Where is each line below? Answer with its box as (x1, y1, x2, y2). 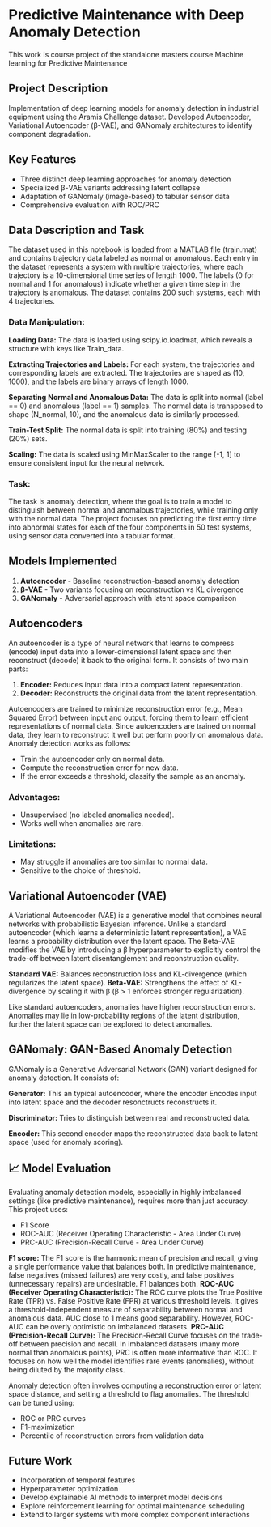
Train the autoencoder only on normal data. (19, 754, 165, 763)
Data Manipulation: (8, 317, 85, 328)
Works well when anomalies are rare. (19, 818, 144, 827)
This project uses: (8, 1204, 69, 1214)
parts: (8, 664, 28, 674)
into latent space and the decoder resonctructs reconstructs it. (8, 1097, 218, 1107)
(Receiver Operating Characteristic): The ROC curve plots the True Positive (8, 1287, 263, 1297)
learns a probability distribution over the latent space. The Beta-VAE (8, 937, 235, 946)
